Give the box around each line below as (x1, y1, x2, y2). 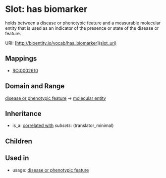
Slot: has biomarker (5, 3, 88, 15)
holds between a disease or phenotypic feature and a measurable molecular (5, 20, 161, 26)
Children (5, 137, 32, 145)
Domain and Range (5, 82, 65, 90)
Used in (5, 154, 29, 162)
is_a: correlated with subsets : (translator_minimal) (12, 122, 114, 128)
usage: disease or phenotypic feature (12, 167, 89, 173)
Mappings (5, 55, 37, 63)
